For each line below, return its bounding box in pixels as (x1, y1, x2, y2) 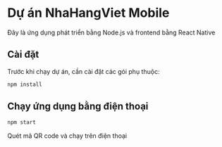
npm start (7, 119, 37, 126)
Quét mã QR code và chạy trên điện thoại (7, 132, 128, 140)
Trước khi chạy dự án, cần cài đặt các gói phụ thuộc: (7, 67, 160, 75)
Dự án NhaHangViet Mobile (7, 5, 170, 21)
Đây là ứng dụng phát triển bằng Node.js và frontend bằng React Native (7, 28, 216, 37)
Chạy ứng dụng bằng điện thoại (7, 101, 149, 113)
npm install (7, 81, 42, 88)
